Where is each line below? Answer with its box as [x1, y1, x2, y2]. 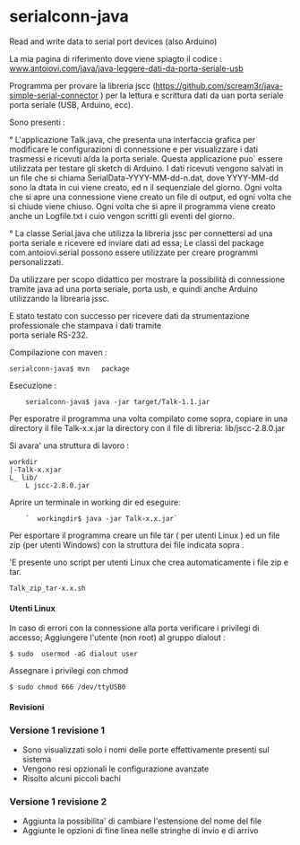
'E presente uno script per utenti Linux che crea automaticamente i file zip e [9, 557, 289, 568]
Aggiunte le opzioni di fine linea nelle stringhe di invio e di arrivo [21, 825, 259, 836]
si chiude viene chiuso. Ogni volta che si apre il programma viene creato [9, 200, 276, 212]
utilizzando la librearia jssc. [9, 293, 110, 304]
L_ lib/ [9, 473, 39, 482]
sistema [21, 754, 52, 765]
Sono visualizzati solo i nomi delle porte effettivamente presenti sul [21, 744, 270, 755]
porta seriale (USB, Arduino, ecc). [9, 99, 133, 110]
